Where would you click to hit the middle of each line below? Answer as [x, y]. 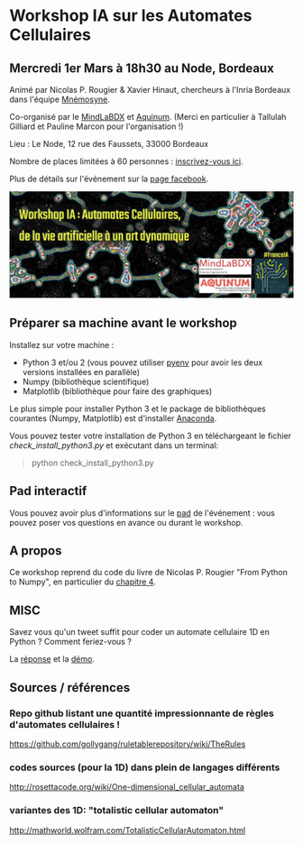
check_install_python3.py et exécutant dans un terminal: [114, 445]
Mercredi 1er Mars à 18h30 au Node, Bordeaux [142, 68]
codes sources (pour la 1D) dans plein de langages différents [145, 767]
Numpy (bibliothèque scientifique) [86, 381]
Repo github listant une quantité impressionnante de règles [142, 713]
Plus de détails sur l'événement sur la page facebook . [109, 179]
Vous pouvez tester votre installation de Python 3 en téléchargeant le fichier [150, 436]
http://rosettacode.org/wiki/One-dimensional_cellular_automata [127, 787]
